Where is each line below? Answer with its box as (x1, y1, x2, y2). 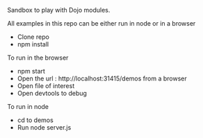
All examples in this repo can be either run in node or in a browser (7, 19, 196, 27)
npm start (17, 67, 45, 75)
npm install (17, 40, 49, 48)
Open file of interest (17, 82, 75, 89)
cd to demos (17, 116, 54, 124)
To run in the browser (7, 53, 69, 62)
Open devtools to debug (17, 89, 87, 97)
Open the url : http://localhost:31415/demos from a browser (17, 74, 187, 83)
